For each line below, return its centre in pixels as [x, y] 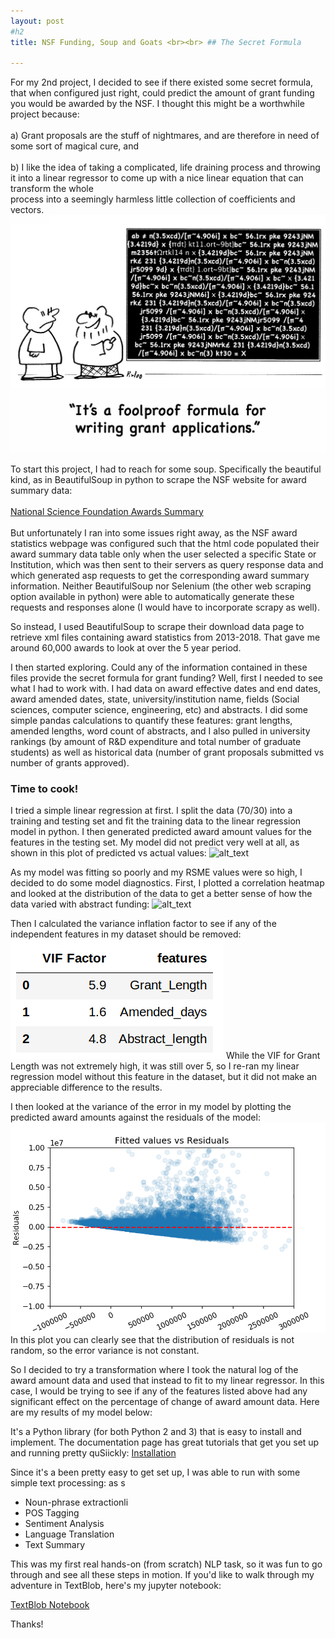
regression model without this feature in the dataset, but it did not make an [164, 1076]
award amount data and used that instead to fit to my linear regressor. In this [167, 1380]
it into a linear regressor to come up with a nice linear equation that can [157, 178]
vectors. [27, 210]
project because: [45, 114]
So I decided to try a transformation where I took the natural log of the [154, 1369]
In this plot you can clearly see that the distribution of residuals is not [152, 1339]
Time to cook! [44, 788]
